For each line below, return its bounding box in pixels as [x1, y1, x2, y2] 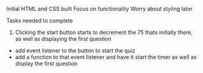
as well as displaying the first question [15, 35, 112, 42]
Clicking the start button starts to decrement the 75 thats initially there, [15, 29, 193, 36]
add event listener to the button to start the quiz [15, 47, 135, 54]
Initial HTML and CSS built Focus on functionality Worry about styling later [6, 5, 193, 12]
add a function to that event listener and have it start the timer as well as [15, 54, 197, 60]
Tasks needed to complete [6, 17, 73, 24]
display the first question [15, 60, 78, 67]
